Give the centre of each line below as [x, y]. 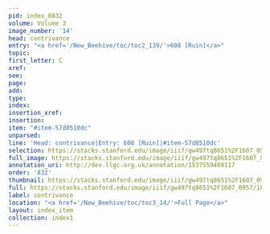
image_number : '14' [41, 31]
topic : [19, 53]
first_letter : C [35, 61]
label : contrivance [41, 195]
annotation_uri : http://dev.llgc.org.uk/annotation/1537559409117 [122, 166]
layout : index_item [41, 210]
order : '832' [30, 173]
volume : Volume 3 [37, 23]
